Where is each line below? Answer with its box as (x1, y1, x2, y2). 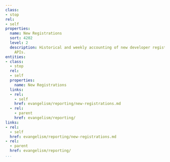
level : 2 (10, 40, 28, 45)
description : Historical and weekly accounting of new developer (10, 45, 151, 50)
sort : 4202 (10, 36, 33, 41)
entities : (5, 54, 26, 60)
